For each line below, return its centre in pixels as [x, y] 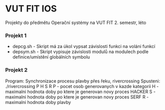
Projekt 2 [16, 70]
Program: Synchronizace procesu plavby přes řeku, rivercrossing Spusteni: [83, 81]
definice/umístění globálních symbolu [51, 57]
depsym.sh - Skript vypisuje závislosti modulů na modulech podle [80, 52]
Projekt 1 [16, 35]
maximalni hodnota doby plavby [38, 102]
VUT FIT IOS [31, 9]
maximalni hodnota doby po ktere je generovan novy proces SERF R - [77, 97]
